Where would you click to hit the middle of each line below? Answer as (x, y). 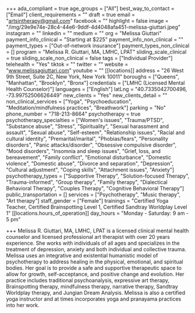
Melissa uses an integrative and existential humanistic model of (82, 255)
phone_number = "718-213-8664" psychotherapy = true (74, 114)
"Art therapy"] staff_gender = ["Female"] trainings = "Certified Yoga (87, 201)
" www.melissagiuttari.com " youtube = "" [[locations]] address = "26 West (95, 70)
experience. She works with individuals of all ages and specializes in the (93, 243)
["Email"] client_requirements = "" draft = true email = (71, 15)
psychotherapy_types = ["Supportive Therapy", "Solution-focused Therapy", (98, 176)
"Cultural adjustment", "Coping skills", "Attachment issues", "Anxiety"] (90, 170)
